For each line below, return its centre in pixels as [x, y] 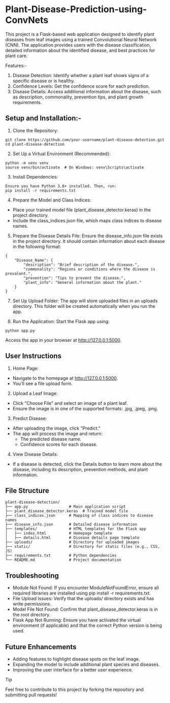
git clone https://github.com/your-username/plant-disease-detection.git [85, 140]
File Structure [27, 490]
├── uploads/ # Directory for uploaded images [72, 542]
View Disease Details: [35, 454]
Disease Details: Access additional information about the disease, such [87, 91]
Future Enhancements [41, 647]
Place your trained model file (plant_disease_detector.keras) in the [82, 209]
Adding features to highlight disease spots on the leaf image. [76, 659]
